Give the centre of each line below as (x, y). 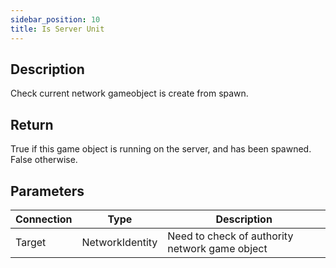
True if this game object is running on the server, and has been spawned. (161, 149)
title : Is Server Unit (57, 29)
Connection (44, 219)
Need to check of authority (230, 236)
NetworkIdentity (119, 242)
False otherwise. (44, 160)
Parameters (47, 191)
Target (31, 242)
